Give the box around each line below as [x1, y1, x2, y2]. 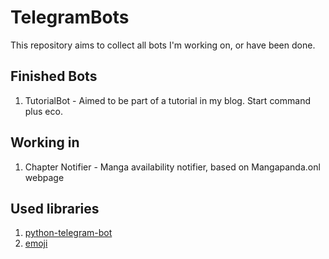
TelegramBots [10, 6, 130, 29]
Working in [10, 134, 80, 151]
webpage [24, 171, 65, 183]
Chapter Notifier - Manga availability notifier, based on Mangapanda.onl [24, 161, 321, 173]
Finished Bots [10, 68, 98, 85]
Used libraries [10, 200, 100, 217]
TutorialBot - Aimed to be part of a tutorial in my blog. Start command [24, 94, 311, 106]
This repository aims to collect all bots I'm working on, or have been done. [10, 39, 316, 51]
